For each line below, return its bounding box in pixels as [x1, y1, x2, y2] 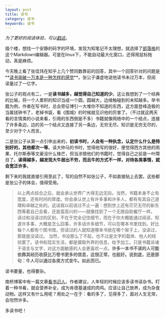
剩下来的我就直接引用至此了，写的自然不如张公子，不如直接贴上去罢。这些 [5, 173, 156, 180]
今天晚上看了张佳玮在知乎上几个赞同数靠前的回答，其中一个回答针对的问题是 [5, 68, 160, 74]
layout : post [5, 7, 32, 12]
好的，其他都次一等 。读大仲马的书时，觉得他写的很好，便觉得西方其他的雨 [9, 145, 160, 151]
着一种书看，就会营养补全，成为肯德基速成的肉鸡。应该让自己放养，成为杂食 [5, 285, 160, 291]
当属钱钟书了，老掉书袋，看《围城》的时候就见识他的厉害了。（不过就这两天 [5, 109, 158, 116]
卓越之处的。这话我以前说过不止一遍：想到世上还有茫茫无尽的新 [26, 202, 155, 208]
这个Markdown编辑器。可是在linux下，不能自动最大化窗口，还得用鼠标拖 [5, 52, 152, 58]
